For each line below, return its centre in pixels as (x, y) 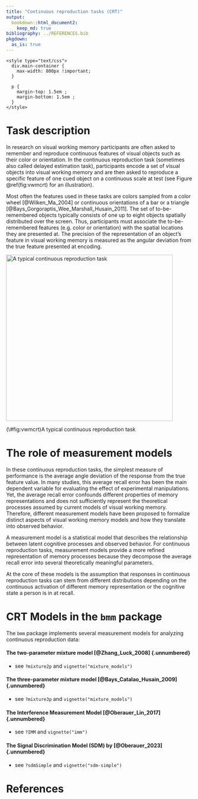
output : (16, 17)
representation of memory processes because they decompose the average (99, 556)
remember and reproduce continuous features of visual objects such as (93, 153)
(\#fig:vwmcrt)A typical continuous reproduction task (71, 429)
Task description (48, 131)
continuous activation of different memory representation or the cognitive (95, 586)
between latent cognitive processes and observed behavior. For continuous (98, 544)
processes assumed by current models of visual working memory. (87, 507)
